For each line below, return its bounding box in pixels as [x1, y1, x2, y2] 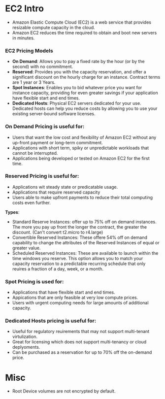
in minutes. [12, 35, 35, 41]
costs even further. [12, 199, 51, 205]
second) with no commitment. [12, 64, 73, 69]
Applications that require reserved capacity [12, 189, 100, 195]
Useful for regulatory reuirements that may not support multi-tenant [12, 329, 150, 334]
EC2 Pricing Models [5, 47, 53, 54]
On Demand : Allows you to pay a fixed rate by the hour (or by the [12, 59, 145, 65]
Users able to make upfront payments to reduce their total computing [12, 194, 153, 200]
